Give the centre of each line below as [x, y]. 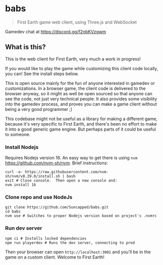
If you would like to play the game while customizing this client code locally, [82, 68]
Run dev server [24, 228]
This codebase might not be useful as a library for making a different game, [81, 119]
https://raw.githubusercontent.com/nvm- [67, 172]
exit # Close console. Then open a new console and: [61, 181]
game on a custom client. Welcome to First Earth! [55, 257]
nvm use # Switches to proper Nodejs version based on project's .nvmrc [81, 216]
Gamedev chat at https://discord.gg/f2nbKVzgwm [56, 31]
